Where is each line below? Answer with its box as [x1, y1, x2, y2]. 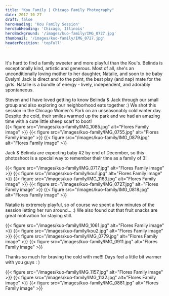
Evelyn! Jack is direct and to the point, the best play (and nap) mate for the [5, 76, 161, 82]
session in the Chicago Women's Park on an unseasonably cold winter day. [5, 107, 162, 113]
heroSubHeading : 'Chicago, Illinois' [5, 26, 85, 31]
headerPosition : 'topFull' [5, 41, 62, 46]
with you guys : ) [5, 259, 40, 265]
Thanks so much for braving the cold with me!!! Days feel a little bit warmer [5, 253, 162, 259]
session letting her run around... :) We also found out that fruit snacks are [5, 207, 158, 213]
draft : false [5, 17, 33, 22]
